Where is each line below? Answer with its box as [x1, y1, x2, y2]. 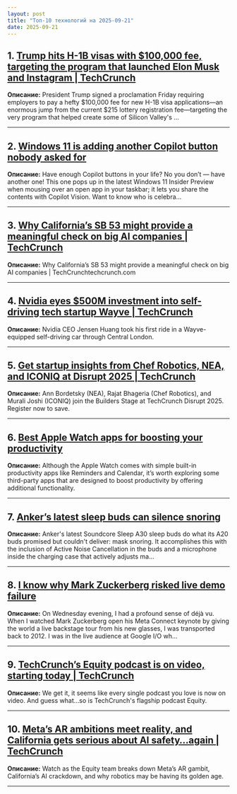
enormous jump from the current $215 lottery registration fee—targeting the [7, 105, 228, 114]
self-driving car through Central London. [36, 332, 154, 341]
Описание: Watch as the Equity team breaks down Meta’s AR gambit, [7, 764, 210, 773]
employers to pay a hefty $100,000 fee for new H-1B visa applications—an [7, 98, 224, 107]
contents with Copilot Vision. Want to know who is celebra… [7, 192, 182, 201]
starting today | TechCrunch [7, 670, 135, 682]
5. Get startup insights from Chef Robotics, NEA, [7, 360, 225, 372]
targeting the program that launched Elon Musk [7, 61, 220, 73]
